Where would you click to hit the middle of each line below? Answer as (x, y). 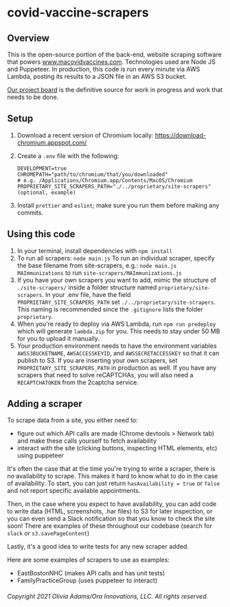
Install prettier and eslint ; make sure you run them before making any (118, 205)
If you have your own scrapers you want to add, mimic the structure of (116, 280)
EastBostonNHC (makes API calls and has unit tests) (91, 573)
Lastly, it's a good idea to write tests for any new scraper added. (98, 547)
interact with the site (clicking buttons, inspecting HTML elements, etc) (117, 448)
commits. (30, 212)
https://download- (181, 135)
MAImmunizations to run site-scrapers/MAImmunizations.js (99, 272)
